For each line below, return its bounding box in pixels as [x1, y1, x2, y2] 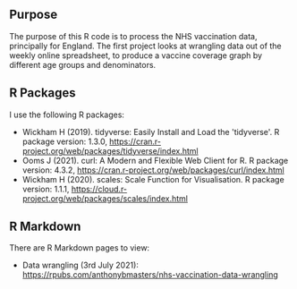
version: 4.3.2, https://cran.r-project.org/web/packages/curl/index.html [21, 165, 284, 175]
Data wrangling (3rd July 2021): [21, 259, 139, 271]
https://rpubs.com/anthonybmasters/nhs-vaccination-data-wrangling [21, 269, 279, 280]
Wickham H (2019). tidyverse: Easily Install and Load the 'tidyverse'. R [21, 126, 280, 137]
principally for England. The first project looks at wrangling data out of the [9, 40, 282, 51]
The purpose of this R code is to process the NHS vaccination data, [9, 30, 258, 41]
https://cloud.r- [71, 183, 128, 194]
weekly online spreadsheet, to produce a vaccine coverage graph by [9, 49, 262, 61]
